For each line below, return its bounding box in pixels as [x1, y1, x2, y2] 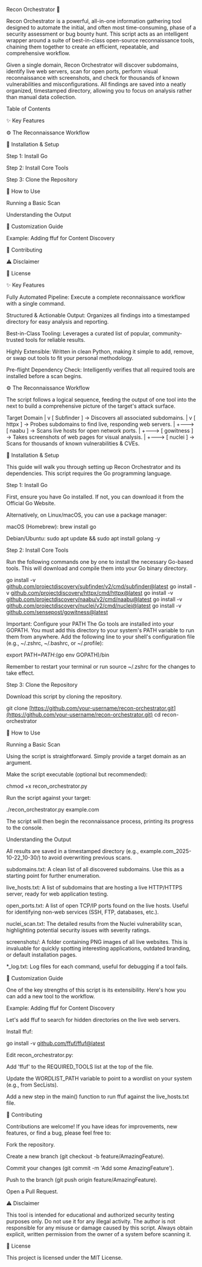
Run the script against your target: [6, 794, 91, 801]
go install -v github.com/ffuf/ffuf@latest [6, 1039, 106, 1047]
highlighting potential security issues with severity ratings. [6, 926, 151, 934]
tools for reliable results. [25, 336, 86, 343]
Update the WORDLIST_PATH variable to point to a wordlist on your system [6, 1075, 192, 1082]
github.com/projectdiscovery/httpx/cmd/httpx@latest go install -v [10, 589, 174, 596]
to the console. [6, 824, 43, 831]
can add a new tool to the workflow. [6, 993, 95, 1000]
